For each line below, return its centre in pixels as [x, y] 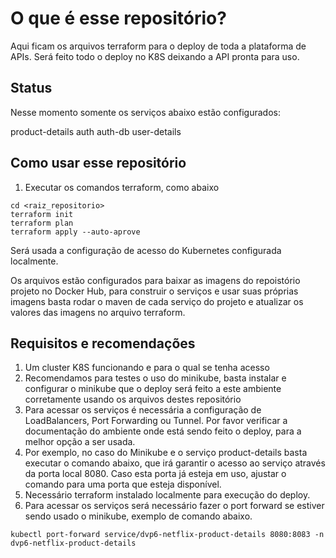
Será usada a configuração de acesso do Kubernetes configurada [146, 250]
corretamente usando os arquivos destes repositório [133, 399]
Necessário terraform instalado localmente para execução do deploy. [167, 495]
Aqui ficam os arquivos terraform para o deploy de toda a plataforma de [158, 46]
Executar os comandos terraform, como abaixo [122, 187]
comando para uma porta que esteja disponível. [123, 484]
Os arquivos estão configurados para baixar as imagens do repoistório [155, 280]
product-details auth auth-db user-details [96, 131]
